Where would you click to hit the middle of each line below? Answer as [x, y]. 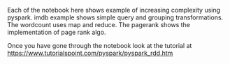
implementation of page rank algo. [57, 32]
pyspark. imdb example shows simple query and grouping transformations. [115, 17]
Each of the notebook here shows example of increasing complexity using [114, 10]
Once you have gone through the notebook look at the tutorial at [100, 46]
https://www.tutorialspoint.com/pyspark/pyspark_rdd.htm [90, 53]
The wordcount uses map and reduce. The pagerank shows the [99, 25]
